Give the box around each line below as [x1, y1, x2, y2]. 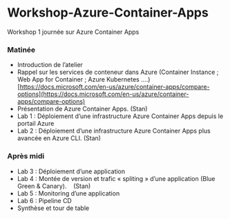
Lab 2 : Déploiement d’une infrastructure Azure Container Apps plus [17, 126, 211, 135]
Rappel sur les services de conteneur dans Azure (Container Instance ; [17, 68, 219, 77]
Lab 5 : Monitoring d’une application [17, 189, 120, 198]
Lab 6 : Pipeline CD [17, 196, 73, 204]
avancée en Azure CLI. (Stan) [17, 134, 102, 142]
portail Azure [17, 120, 55, 128]
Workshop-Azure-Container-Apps [7, 5, 209, 21]
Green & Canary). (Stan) [17, 182, 91, 190]
